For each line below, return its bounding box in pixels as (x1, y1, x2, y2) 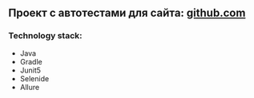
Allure (19, 82, 40, 92)
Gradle (19, 57, 42, 66)
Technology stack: (8, 30, 83, 41)
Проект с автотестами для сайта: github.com (8, 6, 246, 20)
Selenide (19, 73, 50, 83)
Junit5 (19, 65, 42, 75)
